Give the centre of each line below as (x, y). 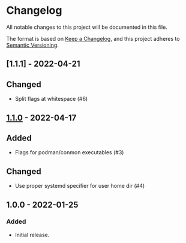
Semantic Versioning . (32, 45)
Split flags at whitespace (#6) (51, 99)
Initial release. (32, 235)
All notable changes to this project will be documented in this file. (87, 27)
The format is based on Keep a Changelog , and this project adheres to (93, 38)
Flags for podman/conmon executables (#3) (69, 152)
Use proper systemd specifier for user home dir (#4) (80, 186)
